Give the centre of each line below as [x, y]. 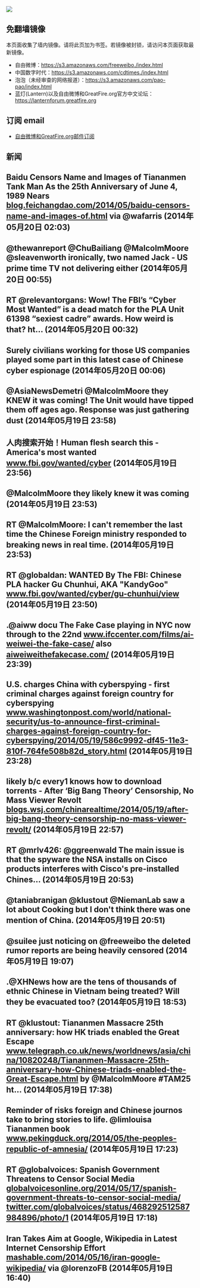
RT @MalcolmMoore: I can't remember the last [94, 525]
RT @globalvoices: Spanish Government [83, 1170]
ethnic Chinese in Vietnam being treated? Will [93, 992]
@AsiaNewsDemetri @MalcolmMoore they [87, 391]
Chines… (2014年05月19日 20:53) [70, 880]
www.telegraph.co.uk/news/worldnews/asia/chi [99, 1051]
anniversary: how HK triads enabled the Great [93, 1032]
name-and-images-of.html [57, 216]
